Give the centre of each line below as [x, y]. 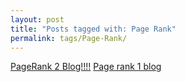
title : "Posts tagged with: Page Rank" [93, 29]
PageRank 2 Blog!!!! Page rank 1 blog [86, 67]
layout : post [37, 19]
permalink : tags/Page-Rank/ [69, 38]
